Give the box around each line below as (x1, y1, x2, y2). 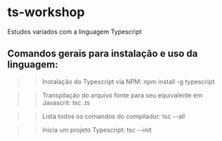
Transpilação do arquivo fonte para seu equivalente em (42, 90, 203, 99)
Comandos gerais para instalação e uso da (7, 48, 199, 60)
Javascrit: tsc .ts (42, 98, 90, 107)
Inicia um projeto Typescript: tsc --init (42, 126, 152, 134)
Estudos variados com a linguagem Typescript (7, 27, 142, 36)
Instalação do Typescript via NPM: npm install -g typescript (42, 77, 215, 86)
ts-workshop (7, 4, 85, 20)
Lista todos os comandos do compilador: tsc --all (42, 112, 185, 120)
